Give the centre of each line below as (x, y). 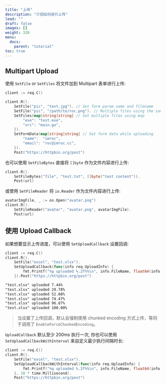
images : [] (16, 28)
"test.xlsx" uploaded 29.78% (35, 290)
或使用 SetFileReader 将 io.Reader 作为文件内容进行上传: (63, 191)
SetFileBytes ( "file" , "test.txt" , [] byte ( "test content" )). (77, 176)
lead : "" (14, 19)
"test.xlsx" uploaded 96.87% (35, 303)
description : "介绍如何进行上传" (37, 14)
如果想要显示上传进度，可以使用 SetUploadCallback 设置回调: (67, 244)
